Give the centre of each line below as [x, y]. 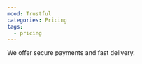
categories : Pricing [37, 20]
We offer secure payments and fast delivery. [71, 53]
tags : [15, 26]
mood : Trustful [29, 14]
